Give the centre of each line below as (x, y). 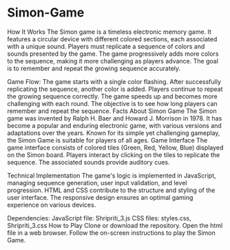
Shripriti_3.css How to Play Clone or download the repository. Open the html (115, 225)
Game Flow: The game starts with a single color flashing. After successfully (114, 81)
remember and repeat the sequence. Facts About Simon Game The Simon (112, 111)
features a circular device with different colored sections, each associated (112, 39)
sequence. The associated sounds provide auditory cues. (88, 162)
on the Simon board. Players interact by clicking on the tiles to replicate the (114, 155)
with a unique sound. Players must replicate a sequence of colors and (106, 46)
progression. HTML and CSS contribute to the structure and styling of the (111, 190)
